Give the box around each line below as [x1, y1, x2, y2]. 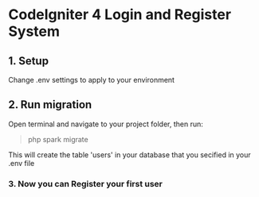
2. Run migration [8, 98, 92, 112]
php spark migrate [27, 134, 89, 144]
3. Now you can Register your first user [8, 178, 163, 189]
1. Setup [8, 54, 49, 68]
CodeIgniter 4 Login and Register [8, 6, 232, 24]
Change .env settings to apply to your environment [8, 75, 175, 84]
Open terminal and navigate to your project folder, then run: [8, 119, 203, 129]
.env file [8, 158, 35, 168]
